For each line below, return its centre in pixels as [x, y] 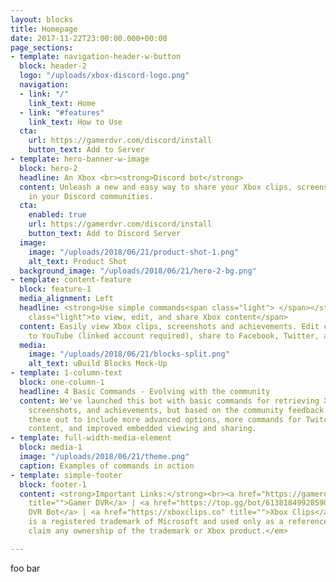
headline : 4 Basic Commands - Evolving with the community [145, 391]
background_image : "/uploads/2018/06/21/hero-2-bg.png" [138, 271]
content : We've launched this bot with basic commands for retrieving [169, 401]
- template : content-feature [71, 280]
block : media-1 [51, 447]
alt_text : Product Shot [78, 261]
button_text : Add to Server [86, 150]
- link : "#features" [62, 112]
